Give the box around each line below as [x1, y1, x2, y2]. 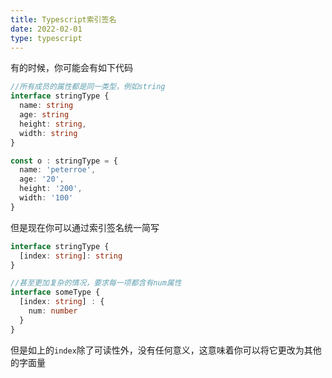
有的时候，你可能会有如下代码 [10, 62, 133, 74]
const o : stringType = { [10, 156, 118, 166]
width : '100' [19, 193, 74, 203]
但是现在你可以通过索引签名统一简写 [10, 221, 160, 233]
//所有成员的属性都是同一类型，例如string [10, 82, 166, 92]
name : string [19, 101, 74, 111]
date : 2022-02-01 [10, 24, 83, 34]
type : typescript [10, 33, 83, 43]
